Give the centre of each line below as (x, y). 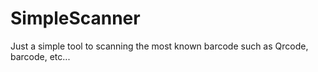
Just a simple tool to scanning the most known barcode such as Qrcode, (159, 46)
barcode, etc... (40, 56)
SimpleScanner (75, 18)
